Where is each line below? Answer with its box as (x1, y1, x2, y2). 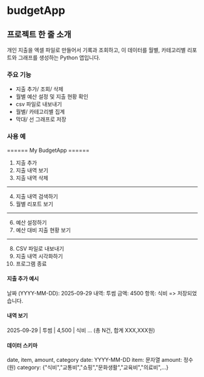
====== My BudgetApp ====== (7, 146, 90, 154)
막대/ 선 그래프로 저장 (15, 116, 67, 123)
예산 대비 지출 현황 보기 (15, 226, 71, 234)
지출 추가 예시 (7, 275, 39, 282)
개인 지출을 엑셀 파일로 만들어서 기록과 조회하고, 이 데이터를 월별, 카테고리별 (7, 47, 186, 53)
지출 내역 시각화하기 (15, 252, 63, 260)
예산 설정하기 (15, 218, 47, 226)
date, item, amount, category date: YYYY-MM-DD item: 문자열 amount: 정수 (7, 356, 194, 364)
